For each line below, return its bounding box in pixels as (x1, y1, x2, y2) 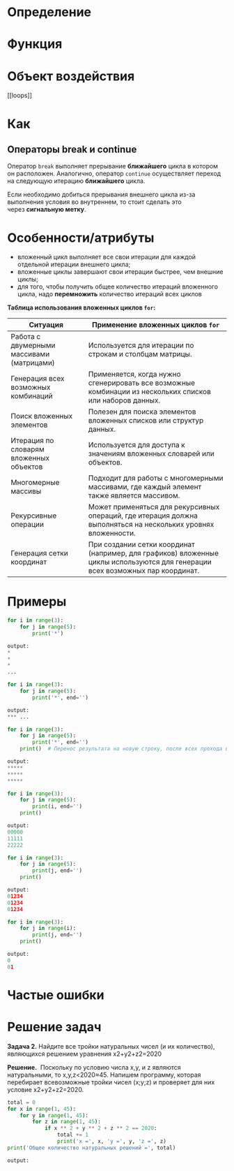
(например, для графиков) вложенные (88, 548, 219, 558)
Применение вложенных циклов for (91, 320, 220, 330)
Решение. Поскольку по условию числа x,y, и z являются (7, 1063, 181, 1071)
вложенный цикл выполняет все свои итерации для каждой (17, 253, 196, 261)
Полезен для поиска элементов (88, 407, 196, 416)
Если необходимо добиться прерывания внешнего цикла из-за (7, 190, 196, 199)
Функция (7, 36, 63, 52)
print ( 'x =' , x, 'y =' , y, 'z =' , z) (56, 1138, 167, 1145)
